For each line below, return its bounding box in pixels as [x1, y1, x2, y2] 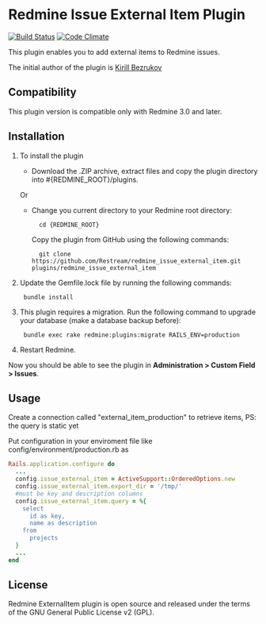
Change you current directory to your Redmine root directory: [31, 205, 232, 215]
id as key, [28, 512, 66, 520]
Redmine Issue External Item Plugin [8, 6, 246, 24]
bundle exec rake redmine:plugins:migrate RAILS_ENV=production [23, 331, 240, 339]
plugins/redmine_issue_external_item [31, 264, 157, 272]
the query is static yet [8, 421, 79, 430]
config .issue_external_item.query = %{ [15, 497, 147, 505]
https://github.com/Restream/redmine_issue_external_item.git [31, 256, 241, 265]
